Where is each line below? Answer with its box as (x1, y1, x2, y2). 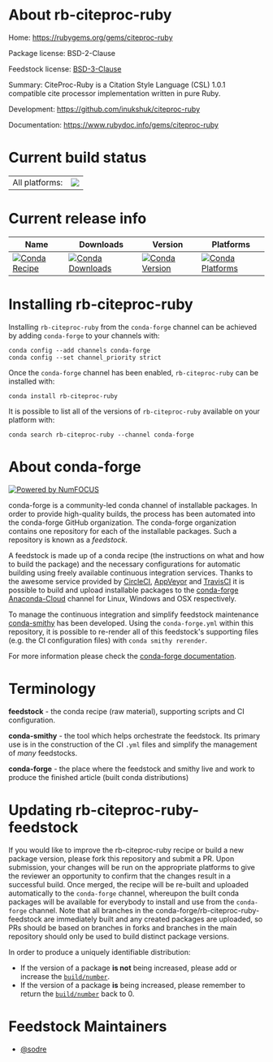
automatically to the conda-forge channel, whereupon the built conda (8, 888, 240, 898)
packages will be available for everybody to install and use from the (8, 896, 235, 907)
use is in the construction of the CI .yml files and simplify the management (8, 739, 258, 749)
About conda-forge (8, 457, 141, 476)
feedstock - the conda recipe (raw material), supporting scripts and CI (8, 706, 245, 716)
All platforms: (12, 176, 63, 188)
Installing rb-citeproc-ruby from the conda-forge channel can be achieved (8, 322, 258, 332)
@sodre (19, 1044, 47, 1054)
